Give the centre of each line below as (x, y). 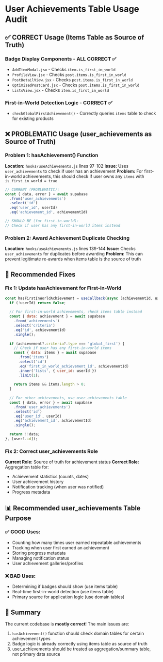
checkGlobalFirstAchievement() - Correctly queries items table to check (84, 114)
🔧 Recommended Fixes (40, 274)
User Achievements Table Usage (72, 9)
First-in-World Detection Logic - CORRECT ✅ (59, 102)
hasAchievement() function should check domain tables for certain (78, 633)
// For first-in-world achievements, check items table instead (76, 312)
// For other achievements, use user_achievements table (68, 398)
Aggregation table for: (27, 467)
